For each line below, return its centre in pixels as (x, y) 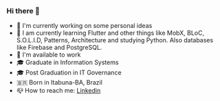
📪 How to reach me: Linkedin (58, 91)
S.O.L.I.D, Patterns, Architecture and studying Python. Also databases (115, 40)
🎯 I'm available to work (48, 55)
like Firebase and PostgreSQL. (59, 48)
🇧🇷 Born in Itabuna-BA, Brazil (59, 83)
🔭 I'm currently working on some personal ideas (84, 26)
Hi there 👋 (23, 11)
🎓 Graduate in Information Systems (67, 62)
